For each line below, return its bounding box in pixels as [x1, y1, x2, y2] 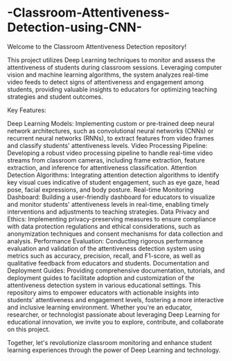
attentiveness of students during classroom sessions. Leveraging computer [7, 63, 222, 71]
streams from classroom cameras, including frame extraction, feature [7, 156, 206, 164]
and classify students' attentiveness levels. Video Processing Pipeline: [7, 141, 208, 149]
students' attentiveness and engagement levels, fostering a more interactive [7, 295, 224, 304]
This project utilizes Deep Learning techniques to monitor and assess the [7, 55, 216, 64]
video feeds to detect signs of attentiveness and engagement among [7, 77, 204, 86]
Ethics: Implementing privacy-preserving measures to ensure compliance [7, 214, 216, 223]
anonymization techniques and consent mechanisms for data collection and [7, 230, 223, 238]
